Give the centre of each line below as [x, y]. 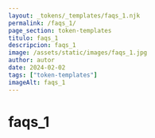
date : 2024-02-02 [37, 68]
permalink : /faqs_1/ [43, 23]
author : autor [32, 61]
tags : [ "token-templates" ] [53, 75]
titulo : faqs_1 [33, 38]
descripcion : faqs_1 [43, 45]
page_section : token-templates [60, 30]
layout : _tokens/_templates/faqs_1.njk [74, 16]
